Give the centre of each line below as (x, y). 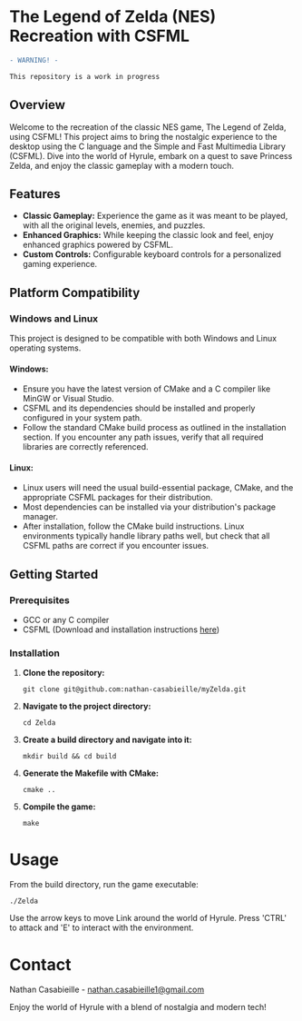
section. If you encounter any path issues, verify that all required (143, 437)
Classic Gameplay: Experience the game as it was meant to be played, (155, 216)
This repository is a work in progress (85, 76)
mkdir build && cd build (69, 757)
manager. (40, 517)
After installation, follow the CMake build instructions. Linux (133, 526)
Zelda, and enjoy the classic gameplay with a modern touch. (122, 165)
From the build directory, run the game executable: (104, 885)
